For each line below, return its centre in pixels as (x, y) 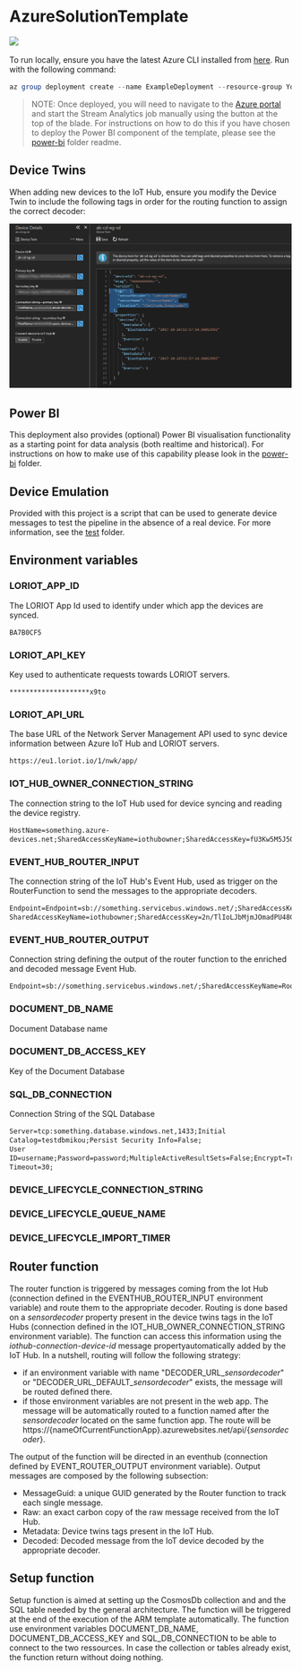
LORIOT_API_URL (47, 714)
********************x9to (57, 692)
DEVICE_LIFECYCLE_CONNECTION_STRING (107, 1190)
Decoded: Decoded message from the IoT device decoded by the (143, 1540)
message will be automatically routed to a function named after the (146, 1410)
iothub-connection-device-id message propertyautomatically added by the (148, 1346)
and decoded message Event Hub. (73, 969)
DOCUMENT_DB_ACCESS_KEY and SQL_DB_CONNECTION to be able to (143, 1638)
